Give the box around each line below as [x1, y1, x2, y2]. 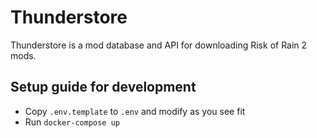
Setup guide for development [10, 79, 197, 96]
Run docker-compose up [24, 116, 120, 128]
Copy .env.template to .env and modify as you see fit [24, 105, 246, 117]
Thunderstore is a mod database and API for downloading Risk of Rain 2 [10, 39, 308, 51]
